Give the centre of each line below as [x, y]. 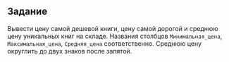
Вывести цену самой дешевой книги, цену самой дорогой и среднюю [113, 28]
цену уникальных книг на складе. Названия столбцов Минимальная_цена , [115, 36]
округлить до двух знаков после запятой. [70, 51]
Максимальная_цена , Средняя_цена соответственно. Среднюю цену [105, 43]
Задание [27, 12]
